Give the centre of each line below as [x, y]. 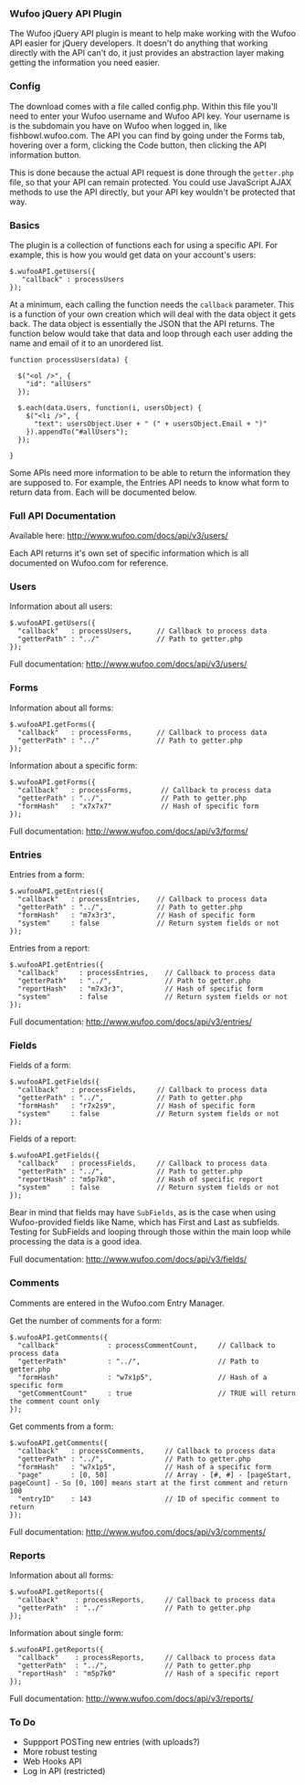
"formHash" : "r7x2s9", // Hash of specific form [137, 1106]
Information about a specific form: [74, 765]
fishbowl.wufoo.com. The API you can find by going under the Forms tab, [147, 135]
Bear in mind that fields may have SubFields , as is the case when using [142, 1213]
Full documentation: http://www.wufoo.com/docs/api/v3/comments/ [138, 1531]
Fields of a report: [43, 1139]
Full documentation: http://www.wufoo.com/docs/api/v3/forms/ [129, 831]
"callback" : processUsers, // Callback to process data [142, 631]
